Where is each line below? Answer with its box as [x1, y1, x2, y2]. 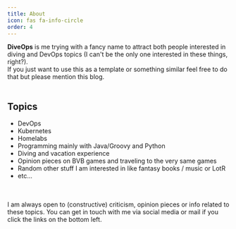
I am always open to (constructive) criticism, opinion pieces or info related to [7, 200, 230, 209]
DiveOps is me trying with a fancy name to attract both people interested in [7, 43, 226, 51]
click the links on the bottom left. [7, 216, 102, 224]
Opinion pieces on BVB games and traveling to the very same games [17, 156, 217, 166]
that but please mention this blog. [7, 73, 105, 81]
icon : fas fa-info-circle [7, 17, 83, 24]
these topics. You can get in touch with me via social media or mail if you [7, 208, 218, 216]
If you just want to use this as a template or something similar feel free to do [7, 65, 228, 74]
